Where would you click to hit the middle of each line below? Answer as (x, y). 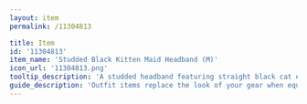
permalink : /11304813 (51, 26)
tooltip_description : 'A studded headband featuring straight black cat (151, 77)
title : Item (32, 43)
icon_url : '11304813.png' (58, 68)
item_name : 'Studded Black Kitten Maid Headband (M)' (114, 60)
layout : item (34, 18)
